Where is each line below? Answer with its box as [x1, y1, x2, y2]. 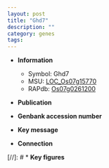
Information [17, 56, 53, 64]
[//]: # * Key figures [7, 153, 65, 162]
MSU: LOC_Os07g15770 [27, 77, 97, 85]
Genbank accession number [17, 112, 102, 121]
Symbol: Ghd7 [27, 70, 70, 78]
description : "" [7, 23, 55, 30]
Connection [17, 139, 53, 148]
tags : [7, 37, 23, 44]
